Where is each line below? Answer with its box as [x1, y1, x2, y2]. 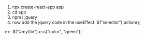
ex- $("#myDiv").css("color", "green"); [5, 29, 82, 34]
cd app [12, 9, 27, 15]
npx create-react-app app [12, 4, 64, 10]
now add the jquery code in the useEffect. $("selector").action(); [12, 19, 141, 25]
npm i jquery [12, 14, 37, 20]
